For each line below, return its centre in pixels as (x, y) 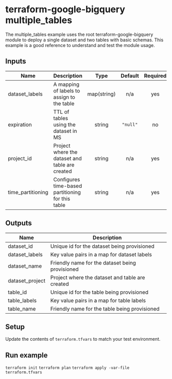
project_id (20, 158)
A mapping (66, 84)
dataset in (65, 131)
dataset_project (27, 280)
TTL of (61, 112)
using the (64, 125)
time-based (68, 186)
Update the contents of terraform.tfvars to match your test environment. (83, 339)
